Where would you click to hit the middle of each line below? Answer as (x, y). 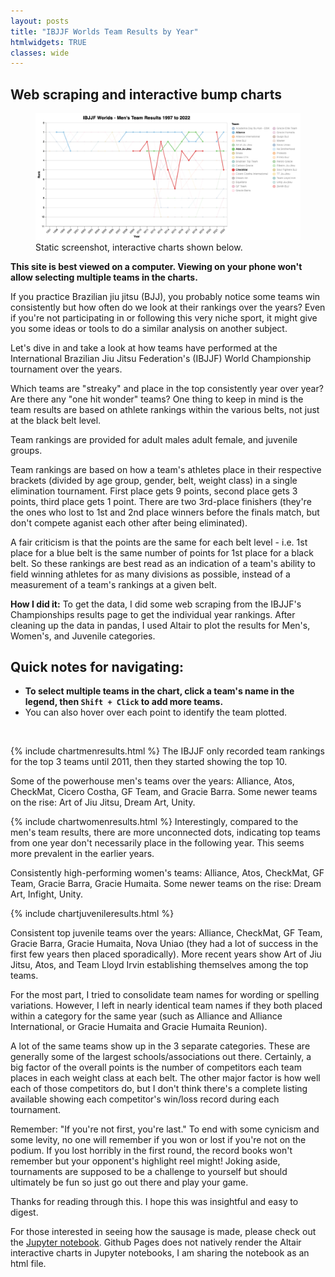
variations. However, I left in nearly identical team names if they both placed (166, 1006)
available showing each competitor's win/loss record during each (145, 1099)
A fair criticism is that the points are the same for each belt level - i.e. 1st (159, 542)
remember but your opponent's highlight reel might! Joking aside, (145, 1161)
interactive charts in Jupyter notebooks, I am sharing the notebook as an (160, 1253)
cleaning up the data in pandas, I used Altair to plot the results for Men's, (160, 625)
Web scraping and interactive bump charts (146, 94)
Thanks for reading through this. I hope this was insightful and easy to (154, 1202)
